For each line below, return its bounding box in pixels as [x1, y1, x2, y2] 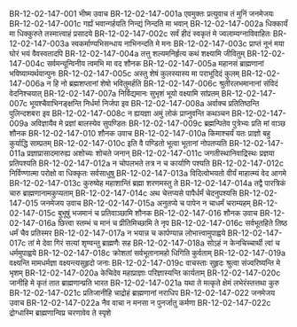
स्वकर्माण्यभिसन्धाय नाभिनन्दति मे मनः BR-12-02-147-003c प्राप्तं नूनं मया [70, 38, 285, 49]
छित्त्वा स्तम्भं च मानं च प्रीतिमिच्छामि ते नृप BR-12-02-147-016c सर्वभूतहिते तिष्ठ [57, 218, 288, 228]
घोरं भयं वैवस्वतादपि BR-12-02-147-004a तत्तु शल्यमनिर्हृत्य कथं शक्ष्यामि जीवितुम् [9, 49, 246, 58]
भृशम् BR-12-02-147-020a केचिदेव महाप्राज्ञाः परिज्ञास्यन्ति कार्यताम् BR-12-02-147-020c [9, 268, 281, 278]
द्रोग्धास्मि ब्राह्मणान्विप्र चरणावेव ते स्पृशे [9, 308, 112, 318]
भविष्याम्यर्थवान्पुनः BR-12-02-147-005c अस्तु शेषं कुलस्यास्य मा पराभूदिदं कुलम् [9, 68, 240, 79]
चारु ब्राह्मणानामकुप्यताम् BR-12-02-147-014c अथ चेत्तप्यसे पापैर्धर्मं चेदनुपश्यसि [9, 188, 238, 199]
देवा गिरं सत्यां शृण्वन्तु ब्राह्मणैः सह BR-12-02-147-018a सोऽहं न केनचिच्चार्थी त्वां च [42, 237, 281, 248]
